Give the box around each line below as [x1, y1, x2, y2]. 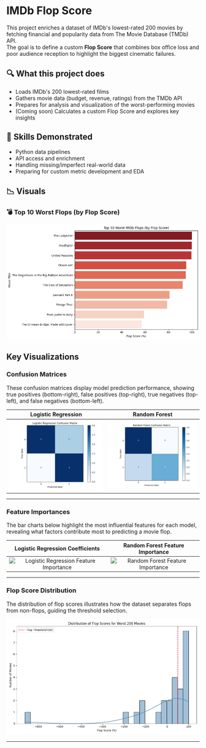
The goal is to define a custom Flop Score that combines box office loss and [6, 44, 199, 51]
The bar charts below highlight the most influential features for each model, [6, 522, 197, 529]
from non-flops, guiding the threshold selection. [6, 606, 128, 614]
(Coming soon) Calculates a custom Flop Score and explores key [15, 107, 180, 115]
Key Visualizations [6, 352, 80, 362]
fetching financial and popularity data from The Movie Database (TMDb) [6, 30, 189, 37]
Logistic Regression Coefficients [14, 545, 100, 552]
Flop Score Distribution [6, 586, 77, 595]
